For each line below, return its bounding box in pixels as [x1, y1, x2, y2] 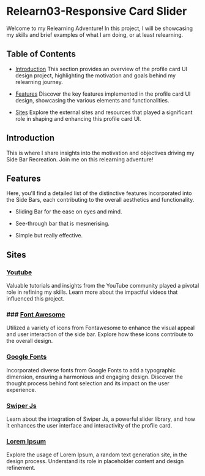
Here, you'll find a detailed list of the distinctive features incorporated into [6, 190, 192, 197]
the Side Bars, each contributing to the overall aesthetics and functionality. [6, 196, 195, 204]
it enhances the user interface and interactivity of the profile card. [6, 421, 173, 429]
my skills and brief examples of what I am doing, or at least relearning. [6, 31, 184, 38]
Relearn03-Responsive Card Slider [6, 4, 187, 18]
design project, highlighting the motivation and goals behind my [15, 72, 176, 79]
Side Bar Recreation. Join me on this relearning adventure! [6, 155, 154, 163]
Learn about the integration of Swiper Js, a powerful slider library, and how [6, 415, 196, 423]
